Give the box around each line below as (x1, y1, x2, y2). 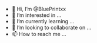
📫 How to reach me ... (11, 31, 66, 37)
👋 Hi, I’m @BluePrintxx (11, 6, 66, 12)
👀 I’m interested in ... (11, 12, 62, 19)
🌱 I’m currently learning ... (11, 18, 75, 24)
